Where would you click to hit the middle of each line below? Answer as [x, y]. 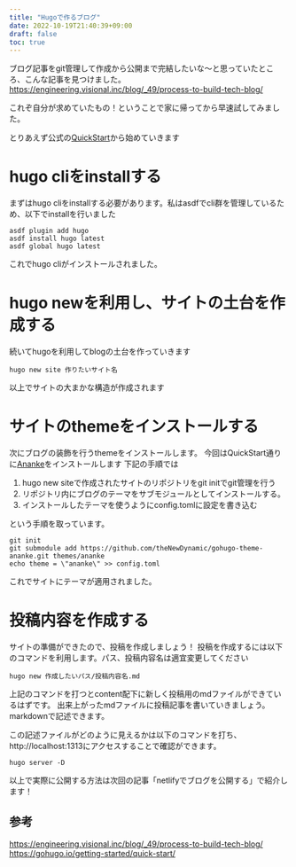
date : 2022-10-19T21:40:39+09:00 [71, 26]
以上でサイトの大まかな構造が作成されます [87, 387]
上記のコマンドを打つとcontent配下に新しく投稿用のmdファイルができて [141, 694]
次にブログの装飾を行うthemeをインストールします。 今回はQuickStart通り [145, 453]
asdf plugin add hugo [49, 231]
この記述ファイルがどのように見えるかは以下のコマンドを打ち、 [125, 735]
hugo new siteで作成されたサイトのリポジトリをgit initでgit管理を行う [149, 483]
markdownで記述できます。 [59, 716]
